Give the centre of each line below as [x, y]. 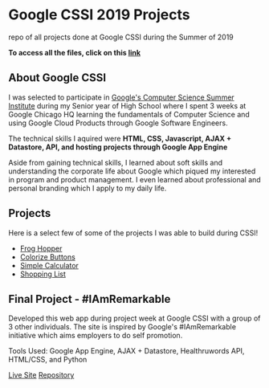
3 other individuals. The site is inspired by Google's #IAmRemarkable [122, 327]
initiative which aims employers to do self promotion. [96, 336]
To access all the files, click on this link [75, 52]
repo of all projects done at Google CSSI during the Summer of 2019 [121, 37]
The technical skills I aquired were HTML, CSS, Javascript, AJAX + [120, 138]
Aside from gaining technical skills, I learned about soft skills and [116, 162]
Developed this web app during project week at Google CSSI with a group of [134, 318]
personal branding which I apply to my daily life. [88, 188]
